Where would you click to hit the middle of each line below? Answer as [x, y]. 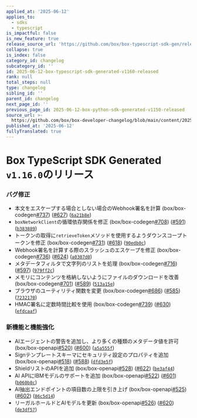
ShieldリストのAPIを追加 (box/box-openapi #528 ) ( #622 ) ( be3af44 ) [94, 368]
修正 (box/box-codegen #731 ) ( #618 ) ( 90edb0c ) [91, 243]
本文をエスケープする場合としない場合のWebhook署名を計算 [88, 208]
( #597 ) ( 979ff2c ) [34, 270]
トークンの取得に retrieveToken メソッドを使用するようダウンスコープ [98, 236]
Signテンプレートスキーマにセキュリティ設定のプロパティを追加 [91, 355]
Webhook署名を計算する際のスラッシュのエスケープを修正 [85, 250]
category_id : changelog [35, 60]
